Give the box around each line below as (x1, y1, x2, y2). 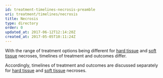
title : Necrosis (5, 16, 38, 21)
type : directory (5, 20, 38, 26)
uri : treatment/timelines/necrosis (5, 12, 78, 17)
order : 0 (5, 25, 23, 30)
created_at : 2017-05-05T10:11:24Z (5, 35, 76, 39)
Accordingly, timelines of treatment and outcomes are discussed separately (5, 62, 158, 68)
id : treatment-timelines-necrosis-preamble (5, 7, 96, 12)
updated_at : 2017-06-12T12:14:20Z (5, 30, 76, 35)
